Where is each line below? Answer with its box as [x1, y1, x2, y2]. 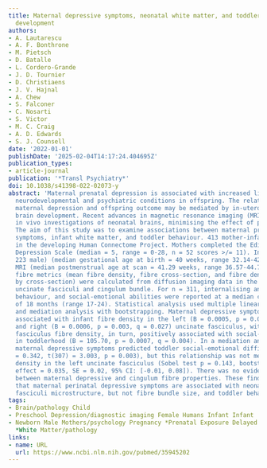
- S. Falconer [8, 100, 56, 108]
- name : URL [8, 441, 48, 449]
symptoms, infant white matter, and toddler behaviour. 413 [15, 234, 219, 242]
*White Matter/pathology [15, 426, 98, 434]
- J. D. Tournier [8, 71, 66, 79]
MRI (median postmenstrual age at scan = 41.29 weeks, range [15, 263, 222, 271]
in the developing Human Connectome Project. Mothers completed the [15, 241, 247, 249]
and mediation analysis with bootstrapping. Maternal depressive [15, 307, 237, 315]
